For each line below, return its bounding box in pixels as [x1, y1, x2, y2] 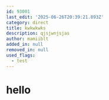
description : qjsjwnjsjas [6, 31, 70, 36]
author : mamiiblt [6, 36, 49, 42]
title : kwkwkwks [6, 25, 46, 31]
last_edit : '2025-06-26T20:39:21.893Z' [6, 14, 104, 20]
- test [11, 58, 28, 64]
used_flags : [6, 52, 35, 58]
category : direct [6, 19, 49, 25]
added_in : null [6, 42, 44, 48]
